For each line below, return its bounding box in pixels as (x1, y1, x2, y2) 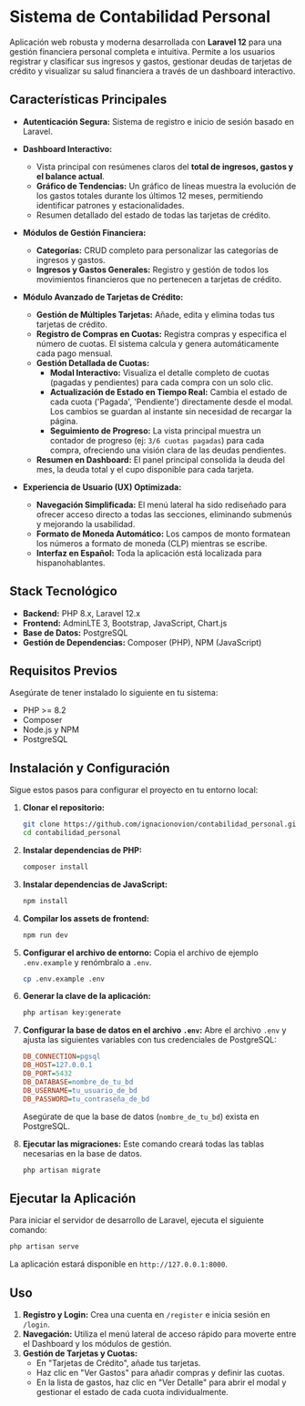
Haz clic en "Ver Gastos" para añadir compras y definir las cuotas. (36, 1367, 285, 1378)
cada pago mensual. (36, 348, 114, 359)
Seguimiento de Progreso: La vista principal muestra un (49, 425, 261, 436)
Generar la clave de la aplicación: (22, 991, 152, 1002)
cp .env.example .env (22, 974, 105, 983)
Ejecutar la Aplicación (9, 1190, 137, 1206)
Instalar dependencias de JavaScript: (22, 879, 168, 890)
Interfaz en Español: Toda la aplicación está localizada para (36, 547, 262, 558)
